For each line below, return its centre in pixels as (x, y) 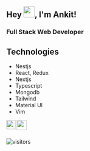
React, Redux (32, 73)
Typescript (29, 86)
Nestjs (23, 66)
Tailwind (26, 99)
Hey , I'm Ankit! (42, 15)
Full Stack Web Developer (45, 32)
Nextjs (23, 79)
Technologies (33, 51)
